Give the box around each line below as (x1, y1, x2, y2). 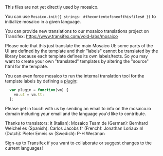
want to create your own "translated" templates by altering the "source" (5, 58, 149, 64)
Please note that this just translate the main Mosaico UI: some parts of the (5, 43, 153, 48)
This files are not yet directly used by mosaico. (5, 4, 99, 10)
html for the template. (5, 63, 49, 69)
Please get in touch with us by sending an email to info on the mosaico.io (5, 105, 151, 111)
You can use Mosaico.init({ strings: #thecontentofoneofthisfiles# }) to (5, 14, 156, 19)
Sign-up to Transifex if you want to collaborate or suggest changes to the (5, 140, 152, 146)
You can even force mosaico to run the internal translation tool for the (5, 73, 145, 78)
